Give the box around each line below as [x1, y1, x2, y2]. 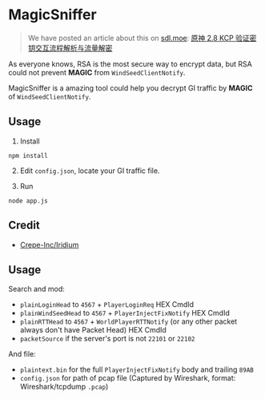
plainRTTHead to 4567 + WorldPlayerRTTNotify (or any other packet [19, 316, 238, 326]
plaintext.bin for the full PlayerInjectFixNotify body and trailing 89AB [19, 365, 254, 374]
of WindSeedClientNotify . [8, 91, 91, 101]
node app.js [8, 196, 48, 205]
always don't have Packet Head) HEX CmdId [19, 325, 167, 335]
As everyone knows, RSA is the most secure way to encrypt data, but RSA [8, 58, 252, 69]
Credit [8, 219, 40, 232]
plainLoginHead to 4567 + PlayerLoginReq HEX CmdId [19, 300, 195, 309]
